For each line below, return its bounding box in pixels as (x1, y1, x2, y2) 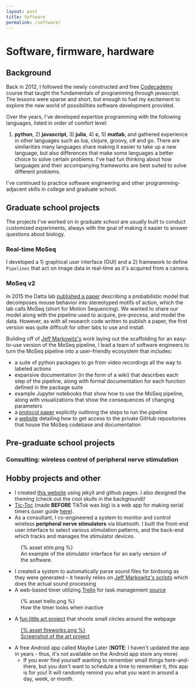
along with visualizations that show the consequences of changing (14, 396, 175, 403)
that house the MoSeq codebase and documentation (14, 421, 141, 428)
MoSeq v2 (6, 279, 36, 287)
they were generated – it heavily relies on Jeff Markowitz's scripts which (14, 574, 189, 581)
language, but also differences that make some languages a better (14, 150, 173, 157)
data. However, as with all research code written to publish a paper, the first (6, 317, 187, 325)
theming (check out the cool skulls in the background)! (14, 495, 146, 502)
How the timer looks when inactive (20, 604, 104, 611)
